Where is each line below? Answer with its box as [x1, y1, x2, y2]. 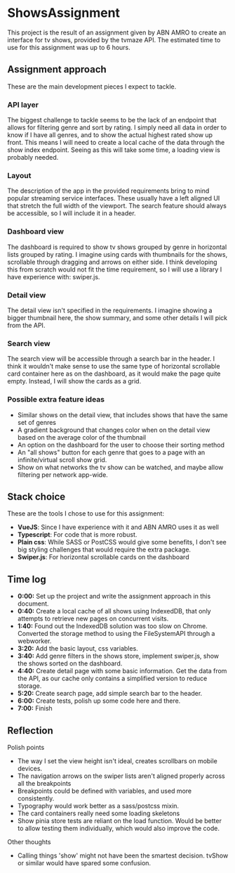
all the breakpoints [17, 779, 72, 787]
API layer [7, 100, 39, 110]
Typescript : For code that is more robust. [17, 530, 137, 539]
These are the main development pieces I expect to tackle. [7, 82, 177, 91]
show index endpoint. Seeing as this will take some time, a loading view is [7, 146, 221, 154]
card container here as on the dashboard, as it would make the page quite [7, 369, 221, 378]
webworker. [17, 637, 52, 645]
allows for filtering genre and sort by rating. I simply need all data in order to [7, 123, 227, 132]
